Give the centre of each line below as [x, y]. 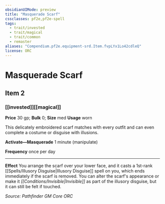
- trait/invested [27, 28]
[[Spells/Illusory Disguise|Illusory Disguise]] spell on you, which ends [75, 171]
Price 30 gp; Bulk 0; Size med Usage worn [49, 118]
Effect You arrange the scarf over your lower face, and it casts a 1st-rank [79, 166]
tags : [11, 23]
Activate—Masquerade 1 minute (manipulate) [52, 142]
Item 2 [15, 93]
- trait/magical [26, 32]
